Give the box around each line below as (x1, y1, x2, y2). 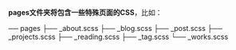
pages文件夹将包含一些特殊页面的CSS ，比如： (8, 8, 163, 17)
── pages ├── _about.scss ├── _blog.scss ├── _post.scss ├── (8, 24, 223, 33)
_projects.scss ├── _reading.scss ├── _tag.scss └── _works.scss (8, 32, 229, 41)
